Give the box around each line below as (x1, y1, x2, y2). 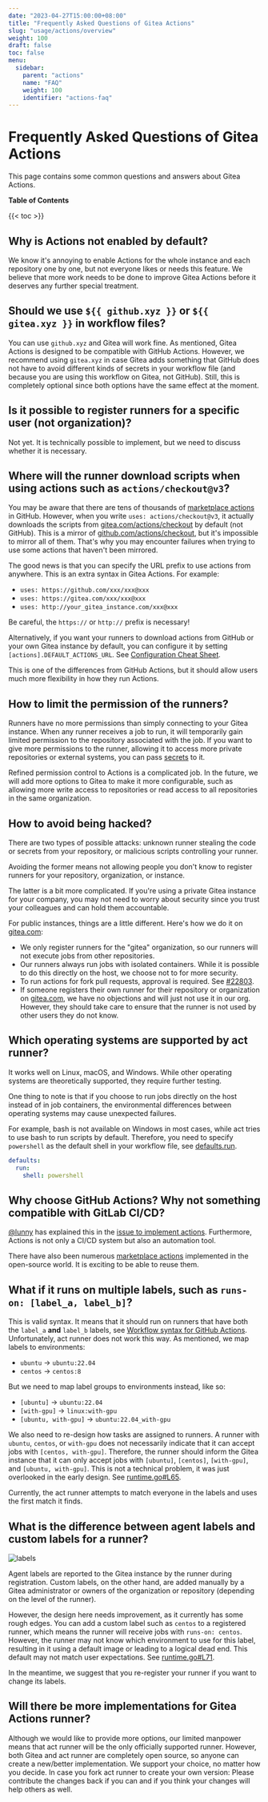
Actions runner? (8, 1712, 91, 1726)
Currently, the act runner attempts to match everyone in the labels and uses (8, 1488, 258, 1498)
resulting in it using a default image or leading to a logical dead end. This (8, 1643, 248, 1653)
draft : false (8, 42, 52, 50)
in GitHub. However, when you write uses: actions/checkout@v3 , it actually (8, 512, 254, 521)
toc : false (8, 49, 45, 57)
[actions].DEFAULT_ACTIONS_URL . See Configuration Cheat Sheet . (8, 650, 222, 660)
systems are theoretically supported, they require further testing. (8, 1076, 222, 1086)
